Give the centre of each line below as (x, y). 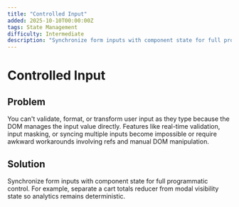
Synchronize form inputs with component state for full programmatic (108, 181)
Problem (27, 101)
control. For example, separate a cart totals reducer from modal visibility (113, 189)
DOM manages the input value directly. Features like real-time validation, (114, 127)
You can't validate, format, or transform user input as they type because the (118, 119)
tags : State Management (43, 27)
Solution (26, 164)
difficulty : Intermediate (46, 34)
